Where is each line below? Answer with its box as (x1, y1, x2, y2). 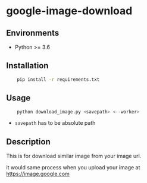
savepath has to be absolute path (14, 119, 96, 127)
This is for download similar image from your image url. (6, 153, 142, 160)
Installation (6, 61, 49, 71)
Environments (6, 28, 60, 38)
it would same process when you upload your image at (6, 164, 140, 171)
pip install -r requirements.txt (17, 76, 100, 83)
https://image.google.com (6, 171, 70, 178)
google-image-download (6, 4, 133, 18)
